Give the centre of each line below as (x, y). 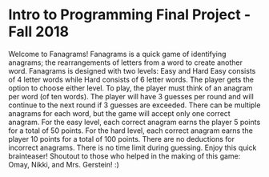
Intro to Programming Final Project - (129, 15)
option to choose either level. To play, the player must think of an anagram (130, 88)
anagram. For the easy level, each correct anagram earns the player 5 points (134, 122)
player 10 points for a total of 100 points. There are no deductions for (121, 139)
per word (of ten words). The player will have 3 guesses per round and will (131, 96)
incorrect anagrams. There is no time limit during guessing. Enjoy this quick (132, 147)
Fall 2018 (39, 32)
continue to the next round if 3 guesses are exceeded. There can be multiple (134, 105)
